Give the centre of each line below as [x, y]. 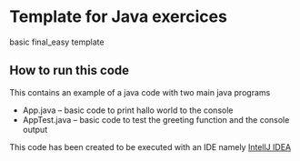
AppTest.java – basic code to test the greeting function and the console [156, 119]
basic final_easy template [57, 42]
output [35, 129]
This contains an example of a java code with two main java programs [140, 92]
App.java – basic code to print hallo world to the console [128, 110]
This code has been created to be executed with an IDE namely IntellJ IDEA [150, 146]
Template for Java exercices [118, 17]
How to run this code [70, 70]
